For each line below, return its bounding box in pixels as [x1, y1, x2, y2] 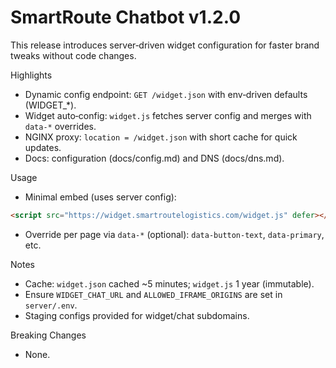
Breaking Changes [10, 329, 87, 341]
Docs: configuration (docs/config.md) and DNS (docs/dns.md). [24, 152, 285, 164]
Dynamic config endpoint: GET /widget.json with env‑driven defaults [24, 88, 308, 100]
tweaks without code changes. [10, 49, 137, 61]
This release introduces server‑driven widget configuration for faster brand [10, 39, 320, 51]
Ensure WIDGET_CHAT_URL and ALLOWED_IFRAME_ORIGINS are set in [24, 288, 283, 300]
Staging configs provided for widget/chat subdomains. [24, 309, 250, 321]
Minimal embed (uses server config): [24, 191, 177, 203]
